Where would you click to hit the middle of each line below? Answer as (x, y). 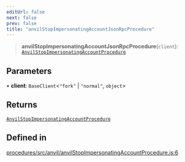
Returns (22, 105)
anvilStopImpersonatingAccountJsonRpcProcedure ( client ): (100, 46)
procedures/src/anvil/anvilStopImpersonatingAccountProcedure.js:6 (92, 152)
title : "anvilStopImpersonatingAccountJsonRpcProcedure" (81, 29)
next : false (21, 18)
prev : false (21, 23)
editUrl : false (26, 12)
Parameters (29, 71)
